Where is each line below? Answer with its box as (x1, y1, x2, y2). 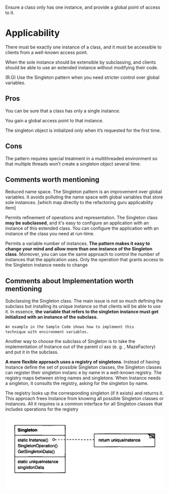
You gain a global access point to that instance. (5, 117, 104, 123)
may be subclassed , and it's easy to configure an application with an (5, 220, 149, 226)
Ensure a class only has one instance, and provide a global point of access (5, 5, 160, 10)
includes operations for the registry (5, 406, 79, 412)
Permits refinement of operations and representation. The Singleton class (5, 215, 158, 221)
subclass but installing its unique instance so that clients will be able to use (5, 303, 161, 310)
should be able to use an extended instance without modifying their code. (5, 64, 158, 70)
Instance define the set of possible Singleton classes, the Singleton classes (5, 364, 162, 370)
